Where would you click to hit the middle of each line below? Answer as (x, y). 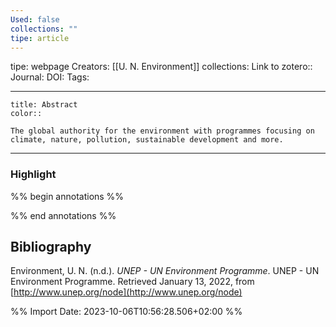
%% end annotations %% (63, 215)
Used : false (35, 19)
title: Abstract (44, 105)
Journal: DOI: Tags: (50, 77)
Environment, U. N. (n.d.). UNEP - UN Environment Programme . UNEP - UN (165, 271)
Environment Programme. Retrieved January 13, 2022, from (132, 282)
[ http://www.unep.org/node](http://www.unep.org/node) (126, 292)
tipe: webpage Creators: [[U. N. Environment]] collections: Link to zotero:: (161, 67)
